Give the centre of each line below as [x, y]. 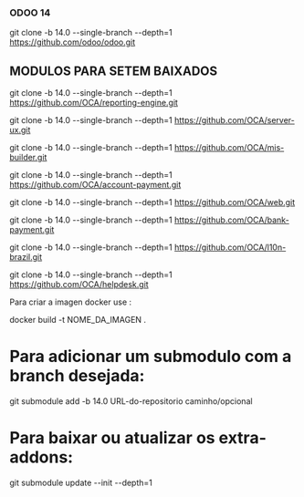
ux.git [20, 130]
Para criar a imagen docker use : [71, 302]
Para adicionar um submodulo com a [151, 357]
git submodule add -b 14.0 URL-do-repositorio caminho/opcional [131, 401]
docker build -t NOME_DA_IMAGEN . [78, 320]
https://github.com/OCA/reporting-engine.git [94, 103]
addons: [42, 457]
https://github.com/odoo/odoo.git [73, 42]
